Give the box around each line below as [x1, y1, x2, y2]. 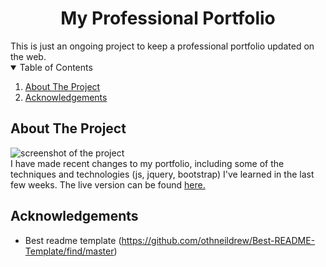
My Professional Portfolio [60, 7, 276, 30]
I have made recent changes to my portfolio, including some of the [10, 157, 285, 169]
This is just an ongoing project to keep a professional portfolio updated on [10, 40, 315, 52]
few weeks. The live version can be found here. [10, 178, 206, 191]
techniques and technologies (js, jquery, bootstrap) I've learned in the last [10, 168, 315, 180]
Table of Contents [19, 61, 93, 73]
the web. [10, 50, 47, 62]
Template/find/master [24, 245, 115, 257]
